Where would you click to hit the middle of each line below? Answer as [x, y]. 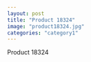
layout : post [26, 13]
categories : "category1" [43, 33]
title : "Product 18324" [41, 20]
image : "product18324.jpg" [46, 26]
